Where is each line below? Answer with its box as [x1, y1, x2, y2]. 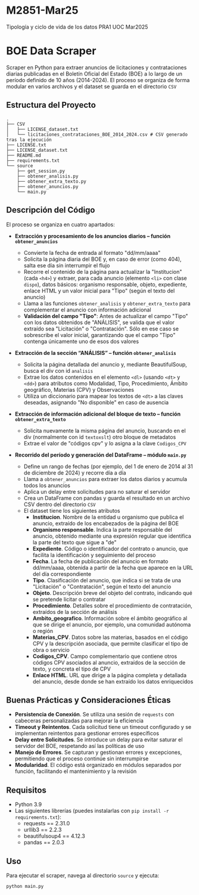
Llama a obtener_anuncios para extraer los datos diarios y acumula [23, 475, 188, 482]
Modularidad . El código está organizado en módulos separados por [14, 762, 182, 769]
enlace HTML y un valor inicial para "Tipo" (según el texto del [23, 287, 175, 294]
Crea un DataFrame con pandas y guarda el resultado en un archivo [23, 494, 191, 501]
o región [32, 627, 54, 634]
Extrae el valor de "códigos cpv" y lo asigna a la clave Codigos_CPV [23, 439, 186, 447]
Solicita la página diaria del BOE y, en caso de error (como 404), [23, 255, 182, 263]
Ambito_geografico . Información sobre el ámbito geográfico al [32, 615, 188, 622]
